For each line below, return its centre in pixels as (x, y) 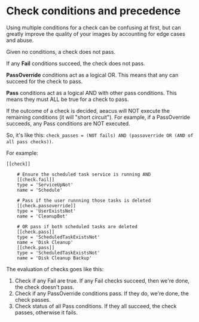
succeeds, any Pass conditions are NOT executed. (68, 123)
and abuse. (20, 40)
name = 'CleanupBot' (42, 216)
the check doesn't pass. (45, 287)
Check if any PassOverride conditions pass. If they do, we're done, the (102, 293)
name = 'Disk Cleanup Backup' (55, 258)
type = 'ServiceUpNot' (45, 185)
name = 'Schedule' (40, 190)
